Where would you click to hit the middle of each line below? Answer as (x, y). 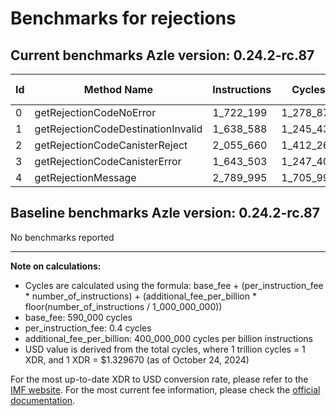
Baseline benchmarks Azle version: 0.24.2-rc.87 (165, 213)
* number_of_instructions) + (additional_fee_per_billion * (140, 296)
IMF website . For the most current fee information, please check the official (165, 389)
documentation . (43, 400)
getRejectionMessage (85, 177)
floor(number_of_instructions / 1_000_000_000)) (123, 306)
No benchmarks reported (62, 237)
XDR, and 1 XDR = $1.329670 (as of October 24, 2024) (137, 359)
